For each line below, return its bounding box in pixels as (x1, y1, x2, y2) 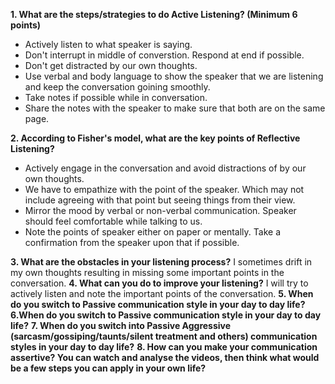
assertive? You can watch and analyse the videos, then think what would (10, 352, 320, 363)
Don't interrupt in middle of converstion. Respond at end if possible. (24, 49, 305, 61)
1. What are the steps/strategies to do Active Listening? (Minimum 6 (10, 9, 298, 20)
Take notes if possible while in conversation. (24, 92, 208, 103)
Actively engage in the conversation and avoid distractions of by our (24, 162, 307, 174)
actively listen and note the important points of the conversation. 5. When (10, 288, 314, 299)
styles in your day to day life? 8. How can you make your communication (10, 341, 318, 353)
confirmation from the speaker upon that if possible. (24, 237, 240, 248)
